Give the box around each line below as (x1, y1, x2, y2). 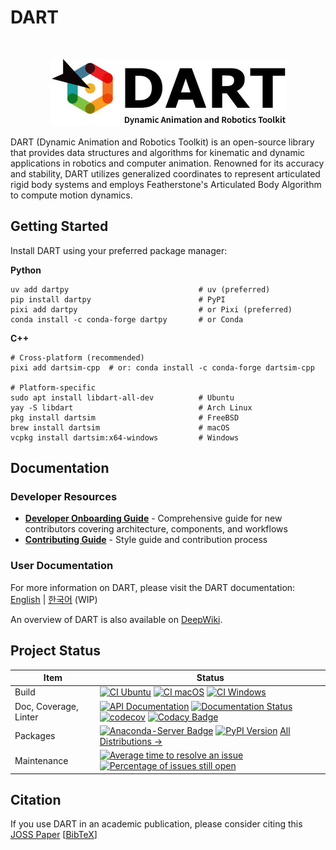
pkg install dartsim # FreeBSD (10, 412, 240, 423)
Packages (14, 730, 56, 742)
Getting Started (10, 218, 109, 235)
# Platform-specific (10, 382, 97, 393)
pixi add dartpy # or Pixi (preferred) (10, 304, 293, 315)
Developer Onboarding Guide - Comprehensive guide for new (24, 512, 283, 525)
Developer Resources (10, 490, 118, 504)
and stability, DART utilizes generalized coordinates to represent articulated (10, 167, 321, 180)
